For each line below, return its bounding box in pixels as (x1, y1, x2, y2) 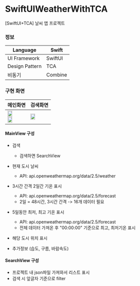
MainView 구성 (5, 131, 35, 137)
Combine (46, 71, 67, 78)
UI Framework (7, 55, 40, 62)
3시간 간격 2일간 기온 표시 (12, 183, 62, 189)
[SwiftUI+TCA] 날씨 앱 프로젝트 (5, 20, 65, 26)
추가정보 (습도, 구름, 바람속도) (12, 245, 69, 251)
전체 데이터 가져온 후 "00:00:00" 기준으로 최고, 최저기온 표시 (19, 224, 136, 231)
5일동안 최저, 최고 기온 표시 (12, 209, 64, 215)
